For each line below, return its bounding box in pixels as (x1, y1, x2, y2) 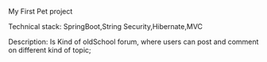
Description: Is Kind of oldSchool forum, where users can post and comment (8, 37, 259, 46)
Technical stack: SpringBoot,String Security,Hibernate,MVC (8, 22, 203, 31)
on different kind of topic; (8, 46, 91, 54)
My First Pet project (8, 7, 73, 16)
